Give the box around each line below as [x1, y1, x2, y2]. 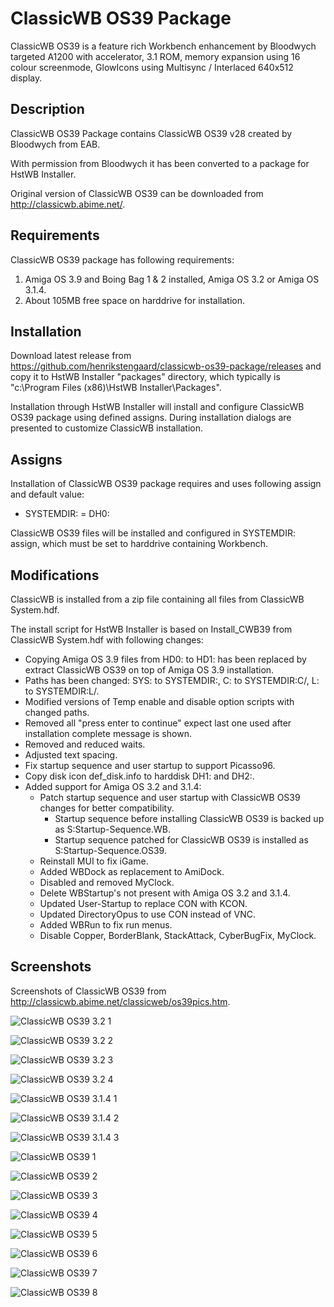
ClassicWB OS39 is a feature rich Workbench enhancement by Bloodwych [10, 40, 317, 52]
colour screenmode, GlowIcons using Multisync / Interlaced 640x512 [10, 61, 294, 73]
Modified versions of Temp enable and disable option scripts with [24, 696, 295, 707]
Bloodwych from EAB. [10, 138, 101, 150]
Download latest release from [10, 350, 132, 362]
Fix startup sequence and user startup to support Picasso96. [24, 760, 276, 771]
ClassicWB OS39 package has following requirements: [10, 253, 235, 266]
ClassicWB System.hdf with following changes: [10, 634, 204, 646]
